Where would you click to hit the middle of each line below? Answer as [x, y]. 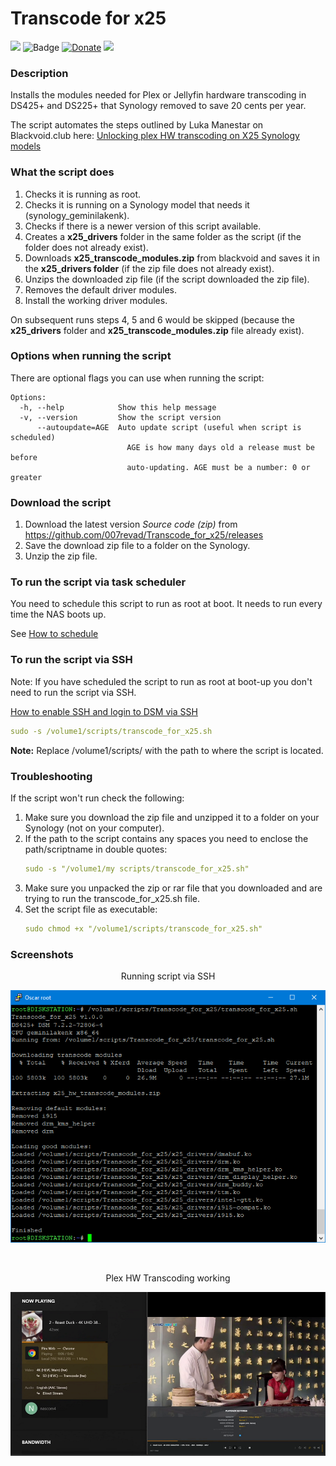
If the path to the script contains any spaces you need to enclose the [166, 838]
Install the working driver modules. [96, 300]
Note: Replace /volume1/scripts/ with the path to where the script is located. [167, 750]
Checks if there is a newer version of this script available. [143, 226]
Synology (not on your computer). [94, 828]
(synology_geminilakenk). [77, 215]
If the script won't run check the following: [97, 798]
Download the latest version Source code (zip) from [131, 524]
